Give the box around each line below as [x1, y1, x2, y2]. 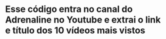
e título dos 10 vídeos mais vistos [5, 25, 145, 36]
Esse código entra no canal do [5, 3, 133, 15]
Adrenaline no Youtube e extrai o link [5, 14, 161, 25]
